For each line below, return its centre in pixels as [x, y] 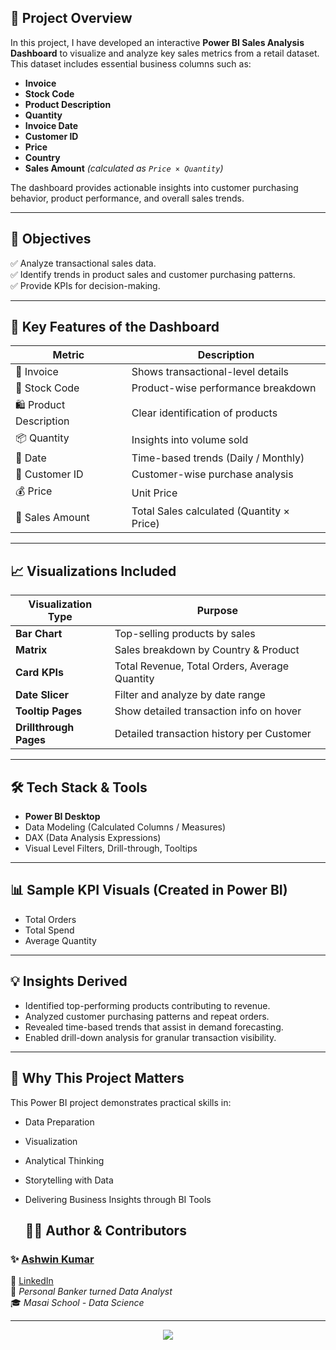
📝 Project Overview [71, 18]
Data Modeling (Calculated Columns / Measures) [125, 827]
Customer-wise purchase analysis [212, 474]
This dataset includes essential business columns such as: [131, 63]
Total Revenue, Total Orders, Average [202, 666]
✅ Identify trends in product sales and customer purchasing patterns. [153, 274]
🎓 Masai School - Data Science [77, 1303]
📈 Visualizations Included [93, 571]
